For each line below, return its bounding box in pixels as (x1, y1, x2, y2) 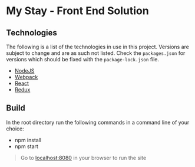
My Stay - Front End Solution (6, 4, 149, 18)
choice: (6, 125, 25, 132)
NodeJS (14, 67, 35, 74)
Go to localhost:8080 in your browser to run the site (20, 154, 147, 161)
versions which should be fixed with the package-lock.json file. (6, 56, 160, 63)
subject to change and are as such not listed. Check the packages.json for (6, 50, 186, 57)
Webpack (14, 74, 38, 80)
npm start (14, 143, 38, 150)
